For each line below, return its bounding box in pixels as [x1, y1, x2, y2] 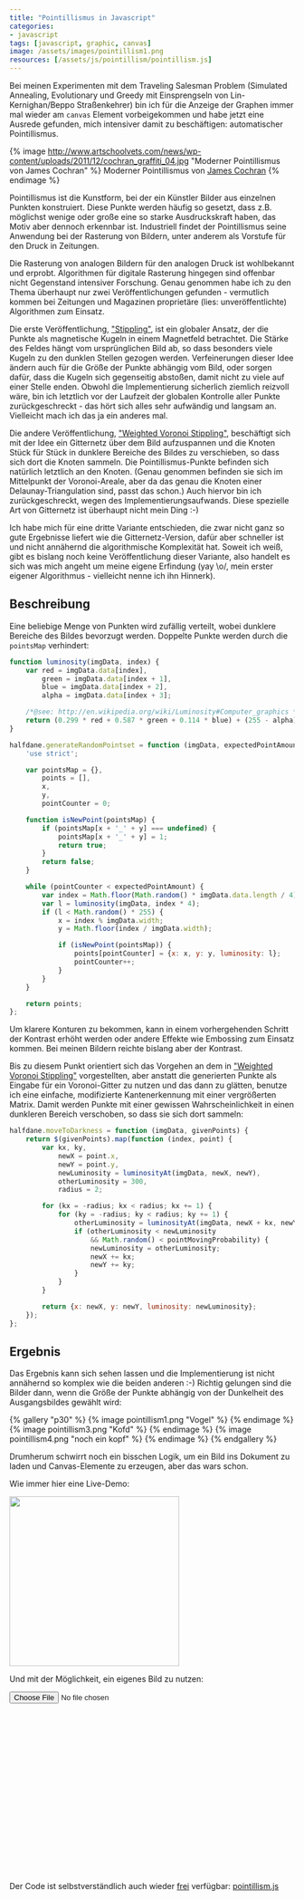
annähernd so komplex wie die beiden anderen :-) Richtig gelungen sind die [9, 1377, 292, 1388]
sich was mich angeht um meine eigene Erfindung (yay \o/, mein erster [9, 561, 273, 571]
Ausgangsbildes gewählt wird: [9, 1396, 122, 1408]
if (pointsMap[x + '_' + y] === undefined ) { [42, 823, 217, 833]
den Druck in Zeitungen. [9, 241, 100, 251]
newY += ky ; [90, 1261, 136, 1270]
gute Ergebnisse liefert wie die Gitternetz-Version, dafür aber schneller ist [9, 532, 284, 542]
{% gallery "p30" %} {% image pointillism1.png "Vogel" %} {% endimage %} [9, 1415, 294, 1425]
